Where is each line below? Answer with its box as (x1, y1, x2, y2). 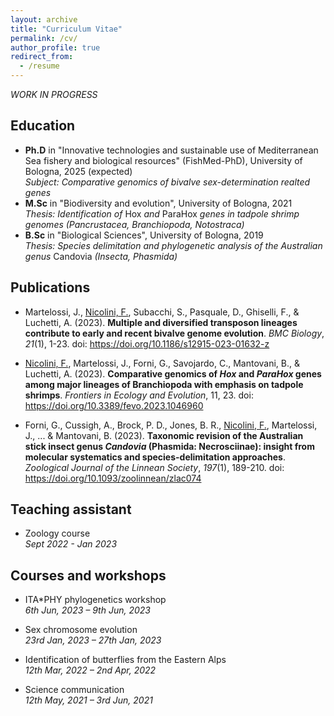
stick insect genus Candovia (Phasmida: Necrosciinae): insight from (24, 440, 315, 452)
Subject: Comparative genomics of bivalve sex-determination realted (24, 176, 311, 188)
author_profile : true (10, 42, 101, 53)
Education (10, 117, 76, 135)
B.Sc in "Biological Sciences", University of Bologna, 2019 (24, 229, 264, 241)
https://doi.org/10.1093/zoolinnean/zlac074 (24, 472, 202, 484)
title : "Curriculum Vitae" (10, 24, 123, 34)
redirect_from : (10, 52, 74, 62)
